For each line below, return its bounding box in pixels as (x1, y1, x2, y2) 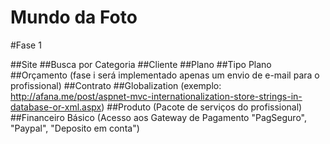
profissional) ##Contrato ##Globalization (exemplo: (10, 79, 222, 91)
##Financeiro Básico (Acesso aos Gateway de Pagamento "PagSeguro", (10, 111, 307, 123)
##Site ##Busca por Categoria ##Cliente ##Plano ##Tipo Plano (10, 58, 272, 70)
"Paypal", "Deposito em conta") (10, 122, 140, 134)
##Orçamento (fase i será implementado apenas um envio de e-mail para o (10, 69, 320, 81)
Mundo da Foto (10, 6, 138, 29)
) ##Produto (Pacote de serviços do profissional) (101, 101, 303, 113)
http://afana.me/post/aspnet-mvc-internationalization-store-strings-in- (10, 90, 303, 102)
